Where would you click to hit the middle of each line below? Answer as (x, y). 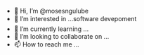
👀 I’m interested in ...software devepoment (75, 19)
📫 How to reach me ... (46, 44)
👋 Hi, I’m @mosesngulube (51, 11)
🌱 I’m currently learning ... (51, 29)
